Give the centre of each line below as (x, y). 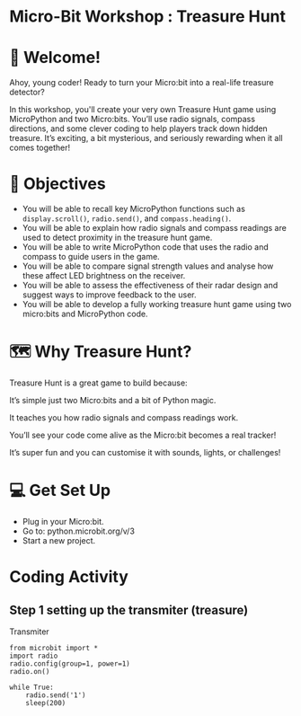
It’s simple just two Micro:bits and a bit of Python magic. (113, 400)
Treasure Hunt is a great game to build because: (98, 383)
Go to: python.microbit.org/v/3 (78, 531)
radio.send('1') (56, 695)
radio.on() (30, 671)
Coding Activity (69, 577)
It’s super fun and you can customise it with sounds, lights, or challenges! (145, 452)
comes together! (40, 148)
